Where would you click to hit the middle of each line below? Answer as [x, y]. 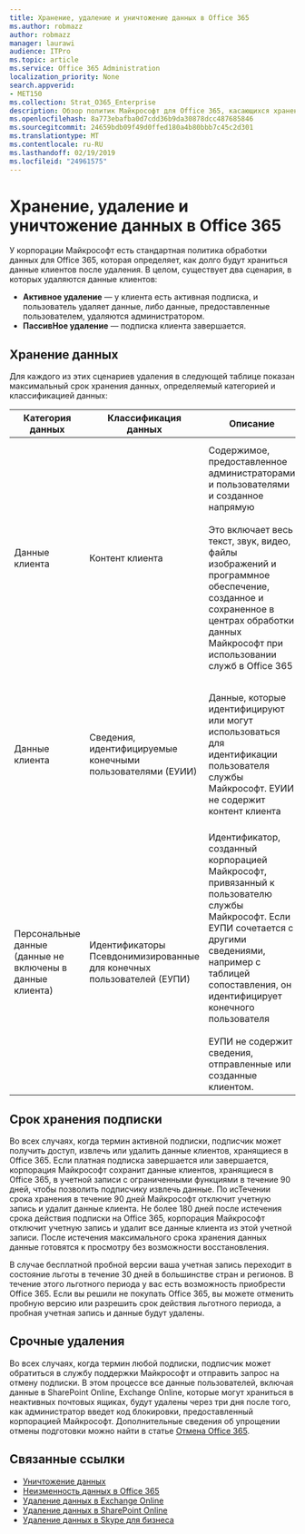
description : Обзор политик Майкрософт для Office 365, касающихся [140, 111]
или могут [231, 721]
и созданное [236, 496]
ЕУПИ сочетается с [251, 929]
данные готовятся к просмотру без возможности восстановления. [139, 1247]
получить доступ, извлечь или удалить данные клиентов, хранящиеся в [149, 1151]
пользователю [240, 894]
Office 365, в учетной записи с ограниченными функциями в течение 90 [150, 1180]
